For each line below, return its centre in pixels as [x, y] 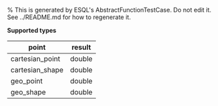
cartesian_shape [37, 70]
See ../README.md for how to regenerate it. [69, 17]
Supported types [32, 30]
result [81, 47]
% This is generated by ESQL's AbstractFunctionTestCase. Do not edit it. [109, 10]
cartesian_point [35, 59]
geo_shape [28, 92]
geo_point [27, 81]
